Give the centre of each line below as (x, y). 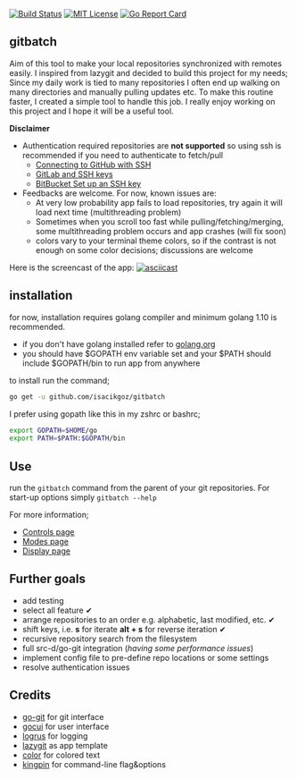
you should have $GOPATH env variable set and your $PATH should (147, 353)
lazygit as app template (65, 745)
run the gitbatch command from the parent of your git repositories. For (140, 488)
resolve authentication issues (76, 667)
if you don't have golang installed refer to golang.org (119, 343)
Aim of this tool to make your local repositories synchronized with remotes (146, 64)
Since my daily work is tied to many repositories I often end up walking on (145, 82)
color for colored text (61, 755)
